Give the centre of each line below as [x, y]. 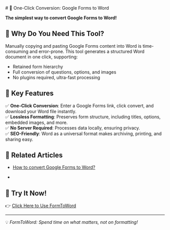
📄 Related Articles [34, 155]
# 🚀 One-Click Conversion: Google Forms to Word [57, 8]
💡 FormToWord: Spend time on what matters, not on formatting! [72, 222]
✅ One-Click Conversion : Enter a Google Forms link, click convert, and [80, 106]
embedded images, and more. [37, 122]
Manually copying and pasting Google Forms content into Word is [73, 46]
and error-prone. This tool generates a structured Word [87, 51]
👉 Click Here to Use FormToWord [41, 206]
